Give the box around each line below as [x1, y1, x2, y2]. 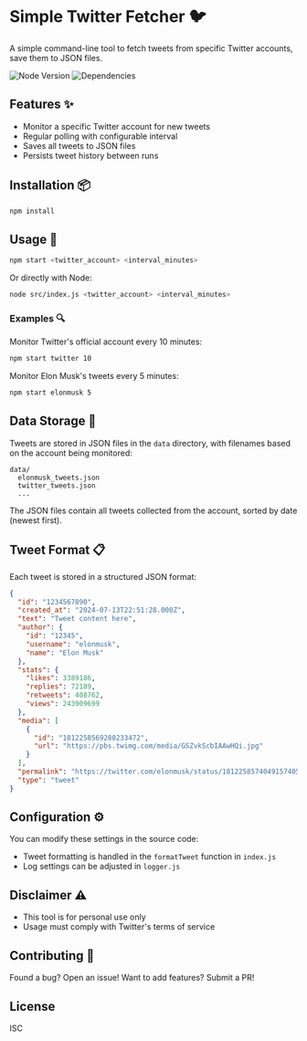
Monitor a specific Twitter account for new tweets [22, 121, 211, 131]
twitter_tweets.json [17, 480, 96, 490]
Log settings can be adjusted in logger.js [22, 861, 181, 872]
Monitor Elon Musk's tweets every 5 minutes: [9, 371, 180, 382]
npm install [9, 206, 55, 216]
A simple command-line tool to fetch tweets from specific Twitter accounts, [9, 42, 293, 54]
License [9, 998, 56, 1014]
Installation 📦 [9, 178, 91, 194]
